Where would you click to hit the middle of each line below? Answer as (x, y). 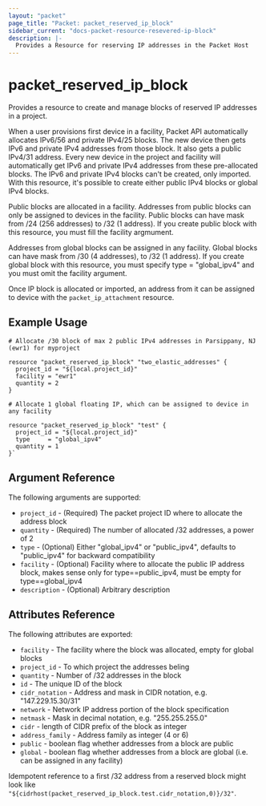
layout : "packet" (37, 16)
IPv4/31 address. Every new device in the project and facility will (115, 157)
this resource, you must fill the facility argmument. (91, 233)
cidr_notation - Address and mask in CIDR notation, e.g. (113, 692)
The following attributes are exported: (71, 634)
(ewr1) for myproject (44, 348)
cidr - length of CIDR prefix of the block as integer (103, 726)
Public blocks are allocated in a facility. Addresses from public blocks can (130, 207)
